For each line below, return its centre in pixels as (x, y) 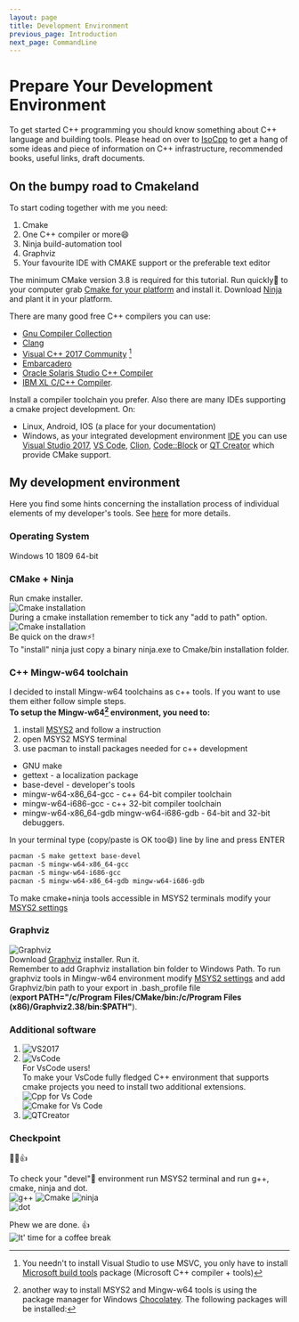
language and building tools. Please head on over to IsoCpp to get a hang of (149, 140)
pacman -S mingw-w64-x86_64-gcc (69, 864)
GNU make (42, 766)
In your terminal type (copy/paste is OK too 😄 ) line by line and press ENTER (147, 840)
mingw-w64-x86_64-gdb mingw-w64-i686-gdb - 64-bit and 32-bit (146, 813)
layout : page (33, 17)
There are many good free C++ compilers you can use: (110, 316)
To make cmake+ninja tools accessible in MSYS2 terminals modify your (140, 898)
